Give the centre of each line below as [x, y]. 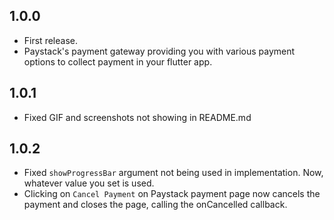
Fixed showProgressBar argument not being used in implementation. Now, [173, 173]
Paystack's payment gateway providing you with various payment [159, 51]
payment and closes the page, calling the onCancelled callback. [155, 205]
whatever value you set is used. [89, 183]
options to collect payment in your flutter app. [118, 61]
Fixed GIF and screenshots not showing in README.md [137, 117]
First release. [50, 40]
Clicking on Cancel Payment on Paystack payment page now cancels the [172, 194]
